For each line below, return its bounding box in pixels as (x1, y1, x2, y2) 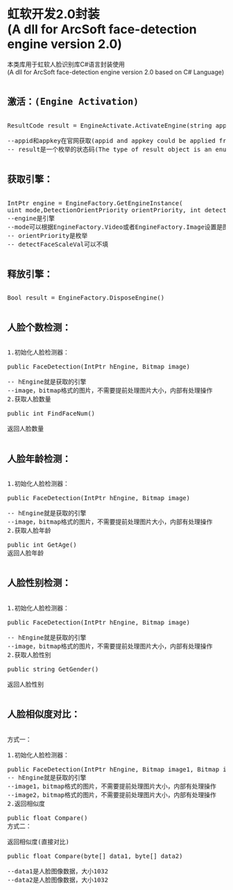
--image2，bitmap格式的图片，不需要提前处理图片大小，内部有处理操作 (7, 791, 217, 798)
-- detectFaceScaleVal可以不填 (7, 240, 109, 248)
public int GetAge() (7, 541, 78, 549)
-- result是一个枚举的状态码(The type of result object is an (7, 145, 212, 153)
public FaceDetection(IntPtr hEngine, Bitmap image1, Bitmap (7, 765, 220, 773)
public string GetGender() (7, 665, 99, 673)
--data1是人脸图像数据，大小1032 (7, 867, 109, 875)
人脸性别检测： (7, 577, 71, 589)
